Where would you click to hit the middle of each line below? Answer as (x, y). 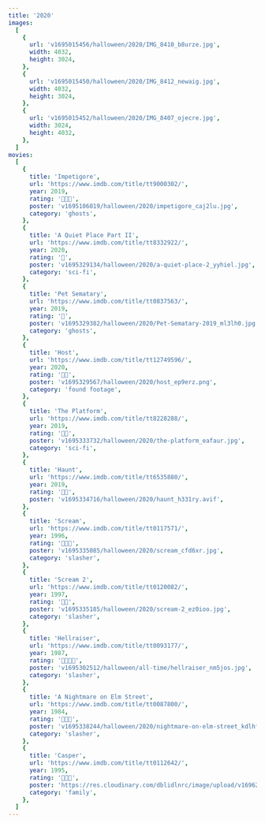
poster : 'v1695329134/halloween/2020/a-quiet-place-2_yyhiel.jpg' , (142, 265)
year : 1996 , (49, 536)
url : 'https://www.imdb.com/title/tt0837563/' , (109, 301)
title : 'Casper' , (58, 756)
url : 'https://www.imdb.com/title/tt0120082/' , (109, 587)
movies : (21, 155)
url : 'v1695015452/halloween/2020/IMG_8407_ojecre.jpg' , (125, 118)
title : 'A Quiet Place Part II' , (84, 236)
